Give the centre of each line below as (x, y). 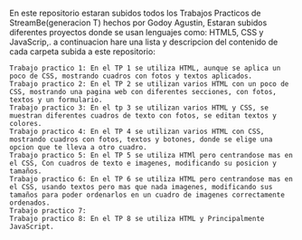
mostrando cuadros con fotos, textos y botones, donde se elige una (141, 139)
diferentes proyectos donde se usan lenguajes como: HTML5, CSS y (137, 32)
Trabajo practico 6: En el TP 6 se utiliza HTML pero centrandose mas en (151, 179)
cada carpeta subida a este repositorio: (82, 52)
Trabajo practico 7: (48, 211)
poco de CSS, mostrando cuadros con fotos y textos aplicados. (131, 76)
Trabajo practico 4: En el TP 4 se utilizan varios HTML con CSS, (137, 131)
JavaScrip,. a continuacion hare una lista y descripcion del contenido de (144, 42)
